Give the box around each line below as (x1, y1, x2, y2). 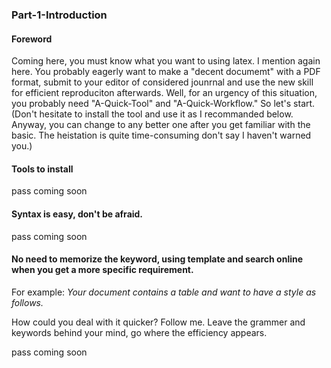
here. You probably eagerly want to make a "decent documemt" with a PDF (11, 66, 321, 78)
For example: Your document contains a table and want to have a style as (11, 286, 317, 298)
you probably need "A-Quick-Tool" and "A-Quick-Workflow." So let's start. (11, 98, 316, 110)
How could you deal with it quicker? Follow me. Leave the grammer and (11, 316, 306, 328)
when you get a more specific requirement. (11, 264, 194, 276)
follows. (11, 296, 44, 308)
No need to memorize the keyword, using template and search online (11, 253, 304, 265)
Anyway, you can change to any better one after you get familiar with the (11, 119, 311, 131)
